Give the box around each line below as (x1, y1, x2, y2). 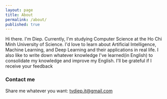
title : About (5, 12, 33, 17)
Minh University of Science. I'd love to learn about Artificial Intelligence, (5, 42, 156, 48)
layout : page (5, 7, 33, 13)
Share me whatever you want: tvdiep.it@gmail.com (5, 88, 113, 94)
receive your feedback (5, 63, 53, 69)
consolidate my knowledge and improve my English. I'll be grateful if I (5, 57, 152, 64)
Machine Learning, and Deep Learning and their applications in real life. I (5, 47, 159, 53)
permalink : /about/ (5, 17, 47, 22)
